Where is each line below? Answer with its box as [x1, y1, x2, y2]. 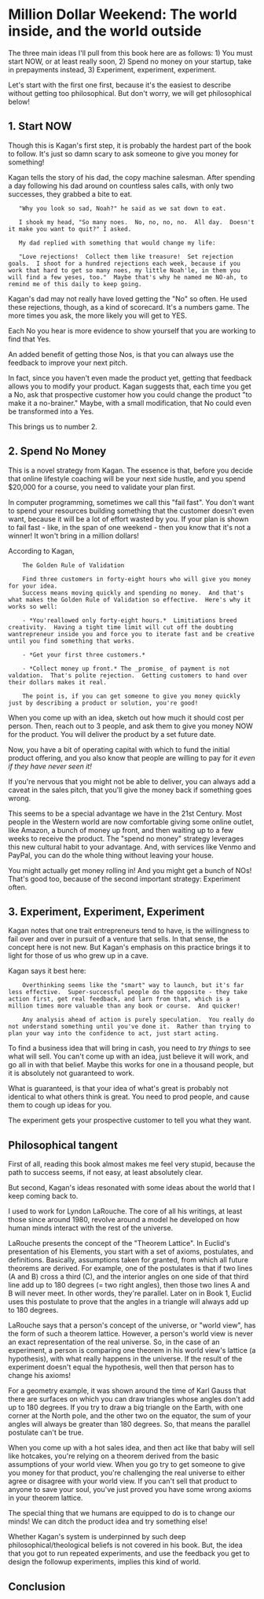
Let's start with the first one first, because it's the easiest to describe [8, 80, 232, 90]
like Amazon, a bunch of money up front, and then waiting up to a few [8, 825, 234, 835]
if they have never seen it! [8, 761, 92, 771]
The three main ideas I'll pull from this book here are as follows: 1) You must [8, 48, 253, 57]
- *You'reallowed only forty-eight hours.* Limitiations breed [22, 616, 237, 624]
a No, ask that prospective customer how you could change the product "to [8, 389, 253, 399]
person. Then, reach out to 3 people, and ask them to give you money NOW [8, 721, 253, 731]
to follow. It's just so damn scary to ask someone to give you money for [8, 149, 239, 158]
